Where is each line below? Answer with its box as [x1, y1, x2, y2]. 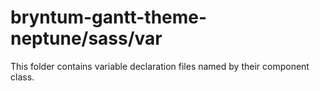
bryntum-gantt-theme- [10, 6, 208, 29]
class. [10, 71, 35, 83]
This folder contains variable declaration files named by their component [10, 60, 310, 72]
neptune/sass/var [10, 27, 163, 50]
